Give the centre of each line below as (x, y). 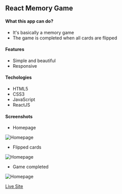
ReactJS (21, 105)
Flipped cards (27, 147)
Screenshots (19, 116)
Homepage (24, 128)
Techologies (18, 77)
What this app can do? (29, 21)
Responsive (25, 66)
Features (15, 50)
